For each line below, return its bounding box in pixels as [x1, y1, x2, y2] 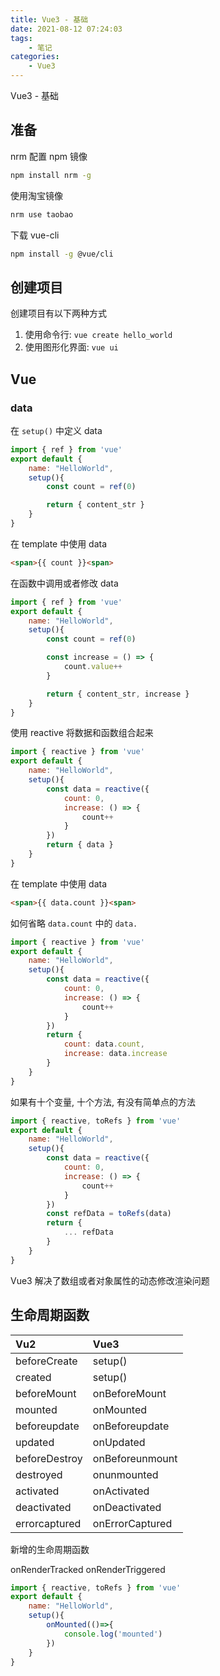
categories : [10, 52, 60, 62]
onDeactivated [92, 1500, 162, 1514]
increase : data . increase [63, 1049, 168, 1059]
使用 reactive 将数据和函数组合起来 [10, 727, 154, 739]
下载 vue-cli [10, 229, 60, 241]
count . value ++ [63, 662, 123, 672]
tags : [10, 33, 33, 43]
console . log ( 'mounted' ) [63, 1629, 163, 1639]
